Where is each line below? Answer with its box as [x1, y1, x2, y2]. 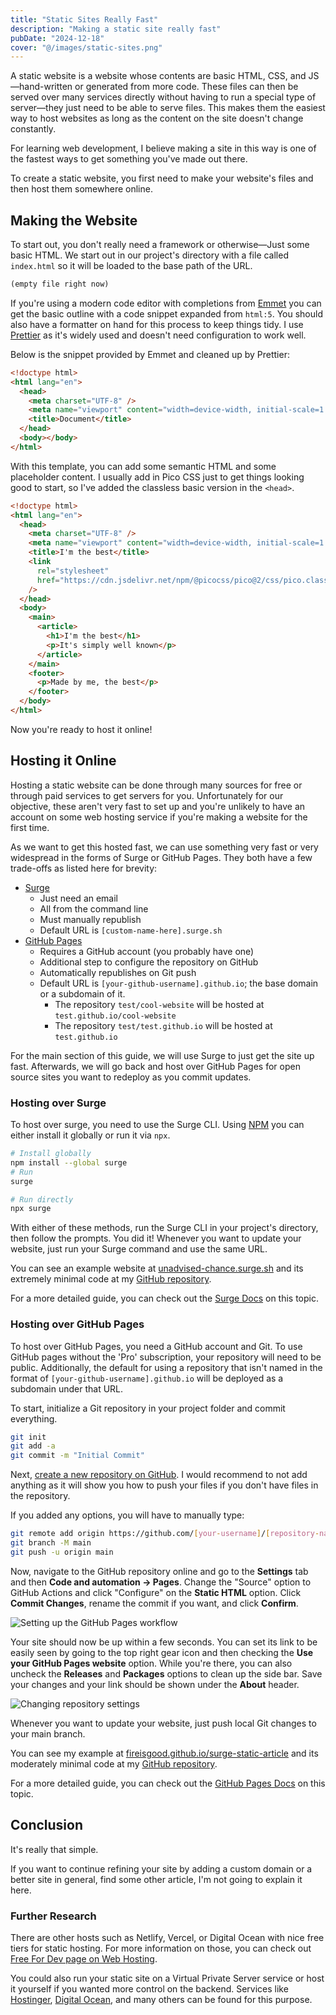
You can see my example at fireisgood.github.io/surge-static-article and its [10, 1747, 319, 1759]
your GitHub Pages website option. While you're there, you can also [10, 1657, 293, 1669]
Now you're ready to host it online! [10, 723, 153, 735]
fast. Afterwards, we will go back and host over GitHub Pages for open [10, 1060, 301, 1072]
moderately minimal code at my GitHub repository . [10, 1757, 218, 1770]
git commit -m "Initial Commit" [10, 1451, 145, 1461]
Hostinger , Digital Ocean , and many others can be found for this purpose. [10, 1993, 313, 2005]
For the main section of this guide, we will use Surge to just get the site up [10, 1049, 315, 1061]
